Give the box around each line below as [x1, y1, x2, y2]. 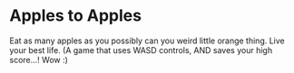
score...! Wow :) [9, 54, 68, 65]
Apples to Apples [9, 5, 142, 26]
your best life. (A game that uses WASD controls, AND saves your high [9, 44, 273, 55]
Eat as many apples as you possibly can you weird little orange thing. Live [9, 35, 286, 46]
